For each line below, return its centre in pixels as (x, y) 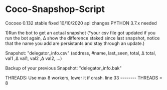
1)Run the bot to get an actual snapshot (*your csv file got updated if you (80, 32)
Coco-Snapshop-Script (55, 9)
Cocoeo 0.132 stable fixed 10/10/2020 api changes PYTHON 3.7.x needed (81, 23)
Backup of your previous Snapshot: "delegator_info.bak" (63, 68)
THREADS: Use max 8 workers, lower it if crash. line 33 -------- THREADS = (84, 77)
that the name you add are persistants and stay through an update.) (75, 43)
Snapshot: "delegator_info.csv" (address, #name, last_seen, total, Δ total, (81, 53)
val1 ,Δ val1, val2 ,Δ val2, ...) (34, 58)
